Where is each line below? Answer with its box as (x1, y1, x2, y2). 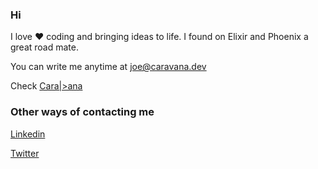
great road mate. (10, 41, 80, 53)
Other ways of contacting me (10, 105, 155, 119)
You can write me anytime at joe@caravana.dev (10, 61, 207, 73)
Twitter (10, 147, 40, 159)
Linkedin (10, 128, 46, 140)
